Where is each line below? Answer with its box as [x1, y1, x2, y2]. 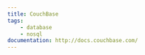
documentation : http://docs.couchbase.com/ [7, 37, 139, 44]
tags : [7, 17, 23, 24]
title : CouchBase [7, 10, 59, 18]
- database [20, 24, 53, 31]
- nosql [20, 30, 43, 38]
